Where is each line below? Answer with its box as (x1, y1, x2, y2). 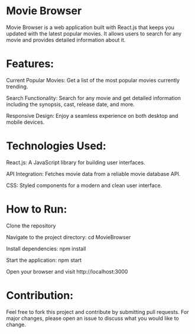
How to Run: (6, 203, 67, 216)
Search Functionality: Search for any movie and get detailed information (6, 94, 181, 101)
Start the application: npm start (6, 256, 82, 264)
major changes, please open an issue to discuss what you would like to (6, 314, 179, 322)
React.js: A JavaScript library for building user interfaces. (6, 159, 145, 166)
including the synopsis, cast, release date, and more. (6, 101, 135, 108)
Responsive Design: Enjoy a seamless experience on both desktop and (6, 112, 178, 119)
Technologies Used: (6, 139, 106, 153)
